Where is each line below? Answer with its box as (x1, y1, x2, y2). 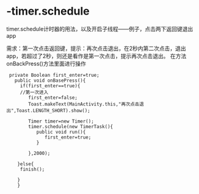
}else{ (17, 160, 34, 167)
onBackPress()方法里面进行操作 (6, 60, 87, 67)
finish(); (20, 166, 45, 172)
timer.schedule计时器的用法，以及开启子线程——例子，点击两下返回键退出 (6, 25, 194, 32)
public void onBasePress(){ (14, 77, 86, 84)
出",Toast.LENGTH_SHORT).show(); (6, 107, 90, 113)
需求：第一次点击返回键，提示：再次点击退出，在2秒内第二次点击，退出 (6, 45, 186, 52)
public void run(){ (36, 129, 86, 135)
